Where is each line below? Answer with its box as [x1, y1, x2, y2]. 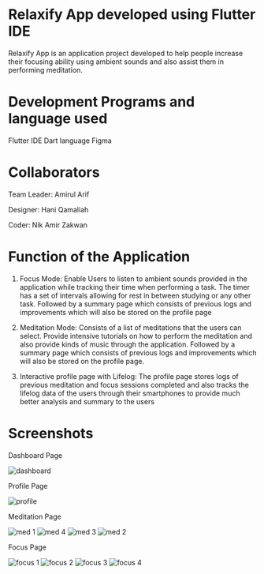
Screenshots [8, 424, 94, 442]
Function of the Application [8, 248, 191, 265]
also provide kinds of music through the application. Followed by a [19, 340, 236, 349]
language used [8, 110, 108, 128]
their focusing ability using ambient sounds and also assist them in [8, 57, 225, 66]
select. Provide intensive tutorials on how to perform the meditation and [19, 331, 252, 340]
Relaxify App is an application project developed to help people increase [8, 48, 244, 58]
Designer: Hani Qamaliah [8, 204, 89, 214]
